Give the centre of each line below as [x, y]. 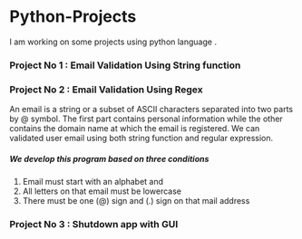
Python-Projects [73, 17]
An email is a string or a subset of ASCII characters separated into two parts [151, 110]
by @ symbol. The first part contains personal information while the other [146, 119]
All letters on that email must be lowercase [102, 191]
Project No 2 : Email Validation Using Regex [106, 90]
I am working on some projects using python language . [113, 42]
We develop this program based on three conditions [109, 158]
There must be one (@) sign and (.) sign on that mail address [136, 201]
